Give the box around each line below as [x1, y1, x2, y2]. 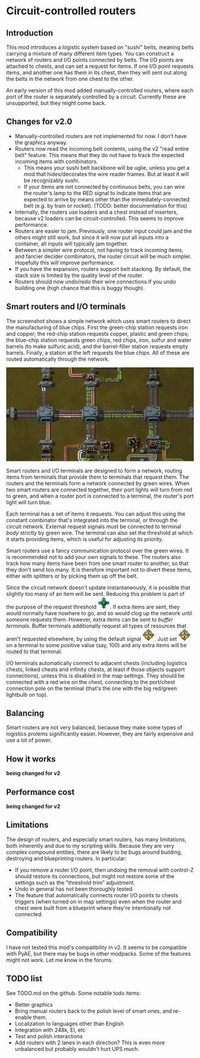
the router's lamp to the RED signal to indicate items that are [23, 189, 171, 196]
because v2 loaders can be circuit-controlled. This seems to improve [14, 214, 184, 221]
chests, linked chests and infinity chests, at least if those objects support [6, 666, 185, 673]
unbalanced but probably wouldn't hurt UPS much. [14, 1045, 140, 1052]
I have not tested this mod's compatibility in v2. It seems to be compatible [6, 944, 187, 951]
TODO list [6, 973, 43, 984]
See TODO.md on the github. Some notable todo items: [6, 990, 141, 997]
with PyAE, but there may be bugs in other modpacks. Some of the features [6, 950, 191, 957]
